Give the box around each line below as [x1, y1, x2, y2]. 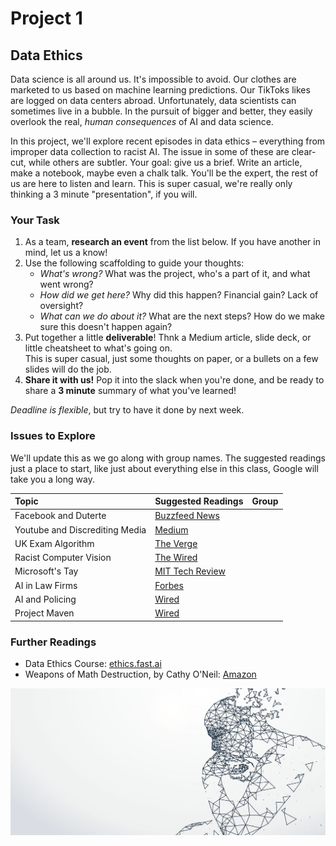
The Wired [154, 552, 198, 564]
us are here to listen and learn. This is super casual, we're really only [10, 178, 293, 189]
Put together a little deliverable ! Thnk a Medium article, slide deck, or [24, 332, 312, 344]
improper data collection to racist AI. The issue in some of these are [10, 146, 290, 157]
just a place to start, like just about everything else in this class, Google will [10, 462, 319, 474]
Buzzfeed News [154, 510, 220, 522]
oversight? [39, 300, 84, 312]
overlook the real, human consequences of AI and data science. [10, 116, 274, 127]
